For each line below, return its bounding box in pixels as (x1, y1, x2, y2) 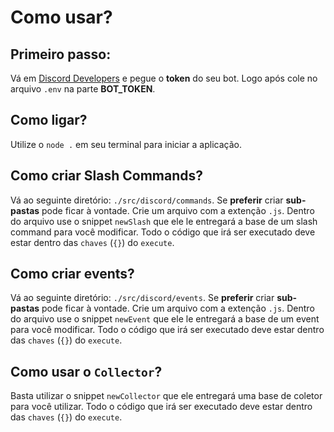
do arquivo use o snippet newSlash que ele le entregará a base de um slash (10, 215, 318, 227)
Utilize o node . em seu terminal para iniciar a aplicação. (10, 138, 242, 150)
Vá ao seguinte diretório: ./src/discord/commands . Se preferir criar (10, 194, 284, 206)
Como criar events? (10, 266, 135, 283)
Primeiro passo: (10, 46, 112, 63)
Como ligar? (10, 112, 88, 129)
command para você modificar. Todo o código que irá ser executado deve (10, 226, 316, 238)
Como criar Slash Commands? (10, 167, 204, 185)
